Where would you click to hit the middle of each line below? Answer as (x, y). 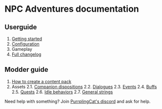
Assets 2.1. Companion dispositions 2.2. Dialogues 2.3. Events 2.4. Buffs (84, 87)
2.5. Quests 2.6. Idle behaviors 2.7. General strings (62, 92)
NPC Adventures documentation (72, 9)
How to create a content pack (41, 81)
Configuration (25, 44)
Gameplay (22, 49)
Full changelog (27, 54)
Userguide (21, 27)
